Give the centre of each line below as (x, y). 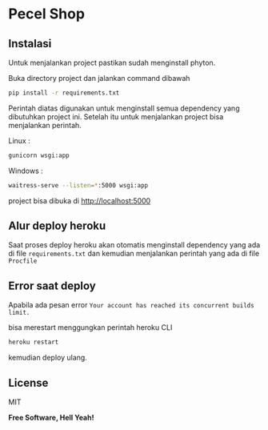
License (28, 382)
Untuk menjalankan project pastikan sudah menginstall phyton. (112, 62)
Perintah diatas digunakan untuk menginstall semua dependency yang (124, 108)
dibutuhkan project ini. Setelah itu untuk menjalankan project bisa (116, 116)
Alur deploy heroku (57, 226)
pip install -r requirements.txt (64, 93)
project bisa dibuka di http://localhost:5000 (80, 200)
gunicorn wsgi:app (39, 155)
